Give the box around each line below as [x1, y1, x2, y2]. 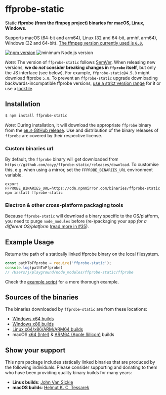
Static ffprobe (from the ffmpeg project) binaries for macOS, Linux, [5, 20, 145, 26]
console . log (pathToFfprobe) [5, 265, 63, 270]
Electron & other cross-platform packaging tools [5, 202, 124, 209]
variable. [5, 172, 23, 178]
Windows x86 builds [12, 321, 54, 327]
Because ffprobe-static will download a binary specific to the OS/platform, [5, 213, 160, 219]
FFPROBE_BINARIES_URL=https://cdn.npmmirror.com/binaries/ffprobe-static [5, 186, 161, 191]
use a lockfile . [5, 85, 34, 91]
